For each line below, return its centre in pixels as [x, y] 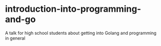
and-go [20, 19]
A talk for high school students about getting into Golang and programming [81, 33]
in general [15, 38]
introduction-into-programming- [73, 9]
